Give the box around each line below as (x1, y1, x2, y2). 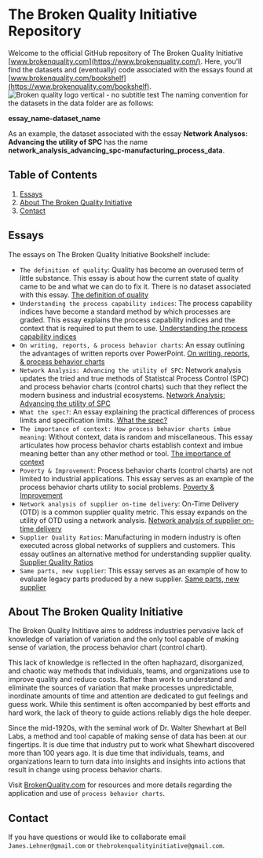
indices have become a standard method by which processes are (19, 307, 232, 316)
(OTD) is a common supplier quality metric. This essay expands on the (19, 507, 247, 517)
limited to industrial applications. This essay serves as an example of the (19, 473, 254, 483)
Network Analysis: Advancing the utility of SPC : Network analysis (19, 365, 242, 374)
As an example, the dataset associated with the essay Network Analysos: (8, 128, 248, 138)
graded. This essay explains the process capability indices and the (19, 315, 236, 324)
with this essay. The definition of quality (19, 289, 149, 300)
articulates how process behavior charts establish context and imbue (19, 440, 243, 450)
